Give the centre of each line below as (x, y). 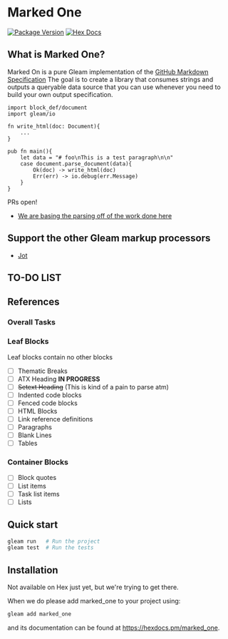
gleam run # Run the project (54, 541)
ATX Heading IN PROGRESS (59, 379)
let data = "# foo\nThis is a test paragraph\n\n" (97, 158)
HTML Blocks (37, 411)
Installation (33, 570)
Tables (27, 444)
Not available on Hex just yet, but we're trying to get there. (93, 587)
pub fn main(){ (30, 151)
